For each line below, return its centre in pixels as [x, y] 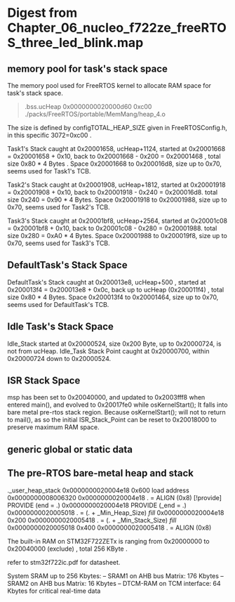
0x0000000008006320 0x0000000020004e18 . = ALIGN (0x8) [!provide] [115, 497]
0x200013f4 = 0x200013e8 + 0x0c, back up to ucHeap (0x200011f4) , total [116, 289]
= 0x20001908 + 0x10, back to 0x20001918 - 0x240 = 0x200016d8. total [113, 192]
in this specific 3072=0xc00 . [49, 135]
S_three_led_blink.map [75, 43]
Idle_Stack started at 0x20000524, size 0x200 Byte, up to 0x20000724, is [114, 343]
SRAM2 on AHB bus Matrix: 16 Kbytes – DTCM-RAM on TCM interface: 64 [114, 583]
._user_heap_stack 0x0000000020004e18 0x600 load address [98, 490]
